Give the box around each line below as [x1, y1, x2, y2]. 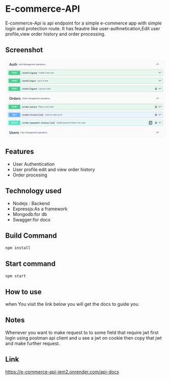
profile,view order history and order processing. [5, 31, 106, 37]
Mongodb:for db [12, 211, 47, 217]
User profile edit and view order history [12, 166, 95, 172]
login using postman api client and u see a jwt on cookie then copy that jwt [5, 334, 162, 341]
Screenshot [5, 46, 43, 54]
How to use [5, 287, 42, 296]
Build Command [5, 231, 57, 240]
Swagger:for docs [12, 216, 51, 222]
